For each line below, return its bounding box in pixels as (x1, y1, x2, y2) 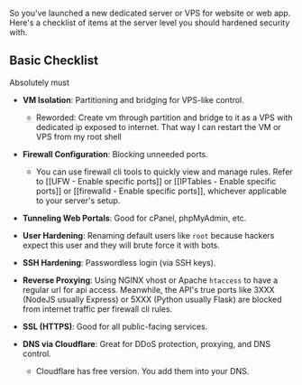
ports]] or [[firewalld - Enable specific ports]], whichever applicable (35, 185, 287, 196)
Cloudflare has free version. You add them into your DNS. (35, 365, 250, 376)
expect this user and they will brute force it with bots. (22, 239, 221, 250)
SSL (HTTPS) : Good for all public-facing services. (22, 321, 208, 332)
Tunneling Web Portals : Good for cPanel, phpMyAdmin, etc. (22, 212, 247, 223)
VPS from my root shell (35, 131, 122, 142)
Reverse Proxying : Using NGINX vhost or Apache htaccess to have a (22, 275, 279, 286)
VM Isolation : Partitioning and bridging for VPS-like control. (22, 94, 245, 105)
